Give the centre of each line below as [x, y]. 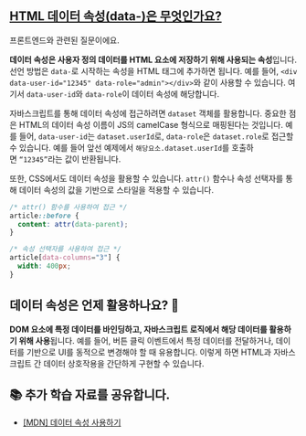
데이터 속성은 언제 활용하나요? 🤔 [95, 306]
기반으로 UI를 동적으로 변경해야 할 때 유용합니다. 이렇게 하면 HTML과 [149, 352]
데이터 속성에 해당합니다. [175, 93]
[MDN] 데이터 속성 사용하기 [72, 422]
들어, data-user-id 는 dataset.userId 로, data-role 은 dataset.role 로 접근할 [156, 136]
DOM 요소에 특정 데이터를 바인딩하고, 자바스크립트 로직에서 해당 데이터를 [138, 329]
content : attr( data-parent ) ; [73, 224]
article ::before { [44, 216]
